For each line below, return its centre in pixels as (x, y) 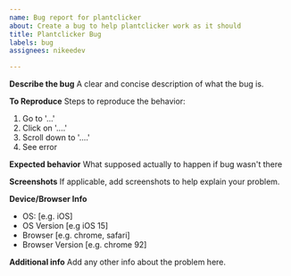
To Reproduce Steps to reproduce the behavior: (97, 101)
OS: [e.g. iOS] (47, 216)
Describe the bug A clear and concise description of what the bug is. (137, 84)
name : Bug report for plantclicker (75, 17)
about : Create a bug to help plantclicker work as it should (125, 26)
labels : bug (31, 42)
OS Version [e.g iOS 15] (65, 226)
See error (40, 147)
